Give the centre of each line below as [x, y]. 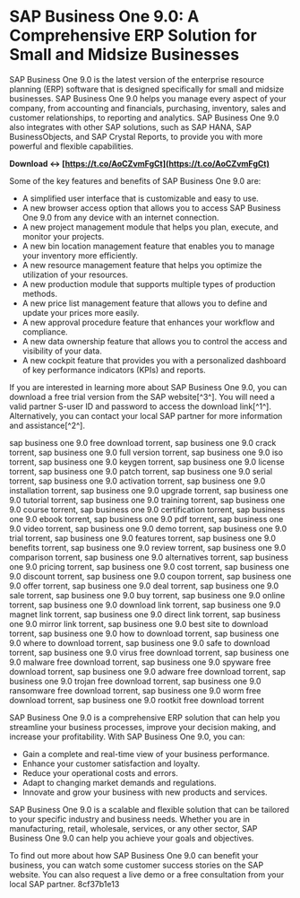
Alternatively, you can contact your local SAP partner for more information [146, 415]
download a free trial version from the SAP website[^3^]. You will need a [142, 397]
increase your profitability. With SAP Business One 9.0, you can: [127, 737]
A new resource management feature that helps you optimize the [142, 265]
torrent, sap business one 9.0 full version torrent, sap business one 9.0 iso [146, 452]
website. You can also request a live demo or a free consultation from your [147, 874]
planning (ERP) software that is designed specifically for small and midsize [147, 89]
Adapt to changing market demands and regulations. [119, 782]
